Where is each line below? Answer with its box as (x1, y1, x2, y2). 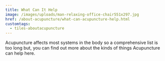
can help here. (5, 50, 35, 56)
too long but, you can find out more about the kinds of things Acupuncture (5, 45, 160, 51)
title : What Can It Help (5, 7, 58, 12)
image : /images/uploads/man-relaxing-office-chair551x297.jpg (5, 12, 139, 17)
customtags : (5, 21, 30, 26)
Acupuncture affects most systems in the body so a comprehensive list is (5, 39, 158, 45)
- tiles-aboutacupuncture (10, 26, 65, 31)
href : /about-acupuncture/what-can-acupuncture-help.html (5, 16, 130, 21)
